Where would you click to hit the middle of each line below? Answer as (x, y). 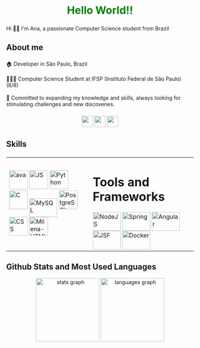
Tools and (121, 182)
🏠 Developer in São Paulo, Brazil (47, 64)
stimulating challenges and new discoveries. (60, 104)
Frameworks (129, 197)
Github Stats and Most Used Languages (81, 267)
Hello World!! (100, 10)
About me (25, 47)
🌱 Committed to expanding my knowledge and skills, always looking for (93, 98)
